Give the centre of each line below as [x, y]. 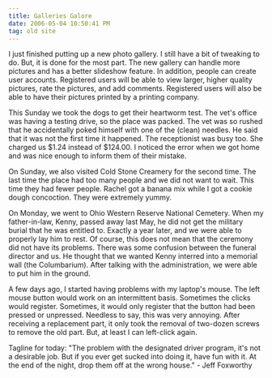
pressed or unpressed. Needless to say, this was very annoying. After [124, 315]
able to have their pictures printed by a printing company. [104, 97]
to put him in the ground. [49, 273]
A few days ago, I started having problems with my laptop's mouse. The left [134, 290]
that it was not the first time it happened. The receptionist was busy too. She [136, 139]
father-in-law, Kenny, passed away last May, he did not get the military [126, 222]
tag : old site [32, 31]
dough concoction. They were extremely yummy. [90, 198]
